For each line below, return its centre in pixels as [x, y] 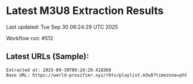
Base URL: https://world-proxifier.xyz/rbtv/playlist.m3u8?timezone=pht [97, 75]
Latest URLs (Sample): [48, 57]
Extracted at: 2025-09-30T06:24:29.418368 [59, 70]
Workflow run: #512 [30, 38]
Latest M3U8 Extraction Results [85, 11]
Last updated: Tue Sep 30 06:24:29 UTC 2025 [62, 27]
